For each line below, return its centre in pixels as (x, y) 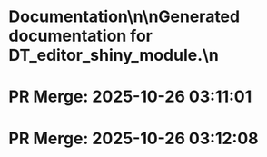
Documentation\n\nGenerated (124, 17)
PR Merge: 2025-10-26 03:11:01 (130, 97)
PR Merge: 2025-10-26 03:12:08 (134, 138)
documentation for (81, 36)
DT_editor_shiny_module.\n (114, 55)
